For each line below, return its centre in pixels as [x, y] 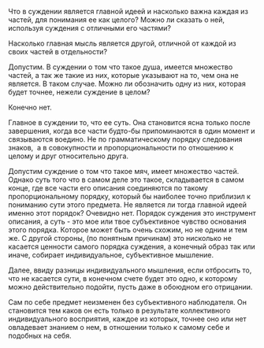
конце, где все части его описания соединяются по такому [108, 188]
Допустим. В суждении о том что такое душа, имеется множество [121, 67]
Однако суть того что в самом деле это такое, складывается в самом [126, 180]
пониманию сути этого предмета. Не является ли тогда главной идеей [127, 205]
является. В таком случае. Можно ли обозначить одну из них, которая [127, 83]
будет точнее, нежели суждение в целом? [79, 92]
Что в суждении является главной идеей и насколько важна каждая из [128, 11]
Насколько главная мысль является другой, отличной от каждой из [122, 43]
